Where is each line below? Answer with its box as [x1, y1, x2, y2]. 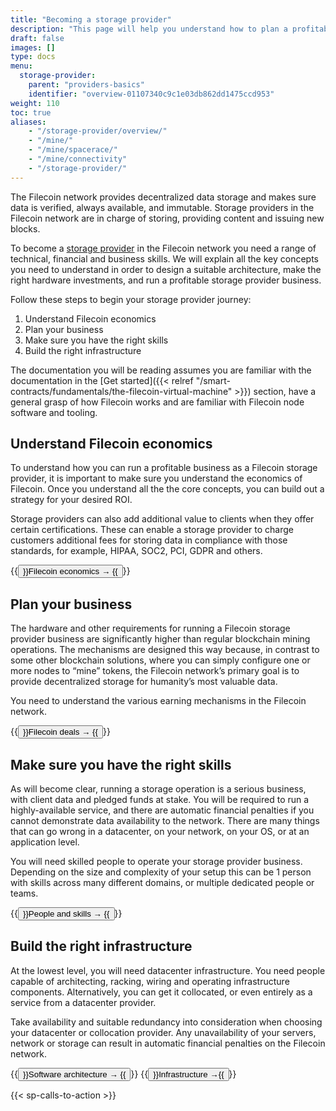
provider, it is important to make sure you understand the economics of [10, 472, 303, 485]
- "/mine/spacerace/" [28, 145, 118, 155]
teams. [10, 887, 39, 900]
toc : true [10, 107, 52, 118]
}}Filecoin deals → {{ [22, 727, 98, 738]
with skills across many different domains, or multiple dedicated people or [10, 877, 315, 889]
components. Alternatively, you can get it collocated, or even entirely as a [10, 986, 313, 998]
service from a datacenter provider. [10, 996, 157, 1008]
